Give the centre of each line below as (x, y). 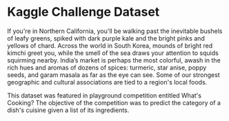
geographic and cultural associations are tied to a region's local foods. (107, 82)
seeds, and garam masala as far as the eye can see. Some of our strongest (114, 75)
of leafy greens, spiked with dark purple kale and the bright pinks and (106, 38)
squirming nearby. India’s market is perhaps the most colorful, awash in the (114, 60)
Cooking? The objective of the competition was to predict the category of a (114, 102)
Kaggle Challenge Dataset (83, 12)
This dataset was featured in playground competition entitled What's (104, 95)
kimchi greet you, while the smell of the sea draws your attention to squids (113, 53)
